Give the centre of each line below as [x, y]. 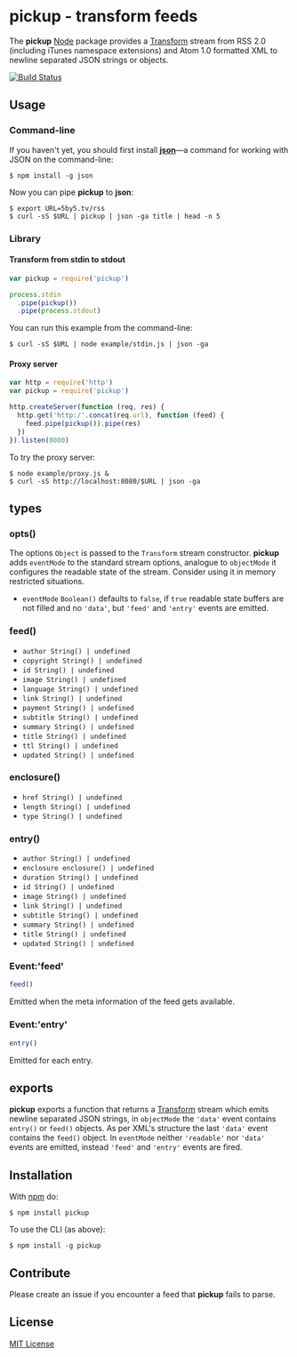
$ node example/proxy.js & [59, 473]
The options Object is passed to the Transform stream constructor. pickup [144, 553]
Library [25, 238]
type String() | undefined [72, 816]
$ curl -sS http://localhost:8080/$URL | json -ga [105, 481]
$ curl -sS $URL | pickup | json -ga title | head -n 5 [115, 216]
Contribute [40, 1273]
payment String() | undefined [78, 708]
